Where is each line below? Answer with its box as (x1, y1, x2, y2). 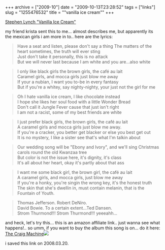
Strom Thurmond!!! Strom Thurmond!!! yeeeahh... (17, 210, 118, 216)
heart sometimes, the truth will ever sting (17, 49, 100, 54)
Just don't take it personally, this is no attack (17, 54, 108, 60)
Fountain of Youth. (17, 190, 55, 196)
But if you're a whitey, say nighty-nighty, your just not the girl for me (17, 84, 156, 90)
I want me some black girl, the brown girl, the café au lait (17, 169, 132, 175)
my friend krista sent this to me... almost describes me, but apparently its (5, 29, 154, 34)
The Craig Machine (5, 231, 44, 237)
